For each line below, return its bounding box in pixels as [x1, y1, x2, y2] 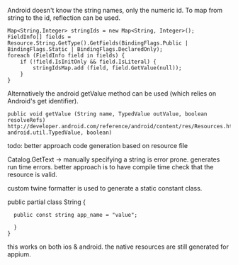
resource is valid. [7, 170, 58, 179]
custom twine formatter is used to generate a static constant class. [7, 184, 203, 192]
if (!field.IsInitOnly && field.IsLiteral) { [20, 58, 157, 65]
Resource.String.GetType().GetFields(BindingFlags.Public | [7, 40, 189, 47]
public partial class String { [7, 198, 86, 206]
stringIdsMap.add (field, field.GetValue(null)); [33, 64, 182, 72]
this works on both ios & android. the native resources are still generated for [7, 242, 229, 251]
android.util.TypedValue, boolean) [7, 129, 113, 136]
